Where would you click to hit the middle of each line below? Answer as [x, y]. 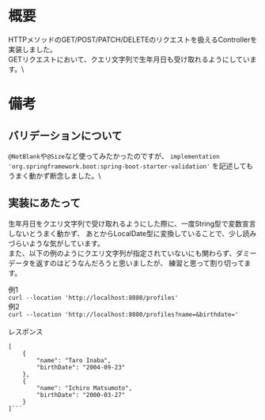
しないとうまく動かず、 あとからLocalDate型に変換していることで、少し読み [132, 233]
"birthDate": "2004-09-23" [81, 367]
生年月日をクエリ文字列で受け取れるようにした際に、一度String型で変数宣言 [132, 223]
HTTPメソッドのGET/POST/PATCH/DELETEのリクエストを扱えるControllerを [133, 39]
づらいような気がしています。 [56, 243]
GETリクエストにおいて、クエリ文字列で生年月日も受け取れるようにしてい [129, 59]
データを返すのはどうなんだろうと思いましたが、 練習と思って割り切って [126, 263]
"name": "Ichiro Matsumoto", [85, 388]
